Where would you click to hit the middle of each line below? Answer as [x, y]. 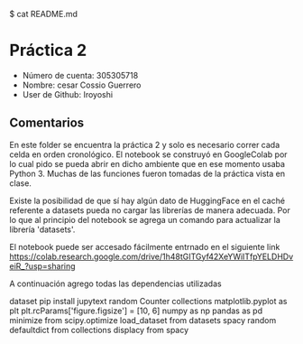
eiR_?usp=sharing [42, 265]
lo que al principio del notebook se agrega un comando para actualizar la [145, 219]
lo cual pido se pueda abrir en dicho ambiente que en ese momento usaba [147, 163]
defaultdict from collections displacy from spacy [99, 330]
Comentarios [47, 123]
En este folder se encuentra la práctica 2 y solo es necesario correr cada [145, 144]
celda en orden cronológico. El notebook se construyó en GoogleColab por [148, 154]
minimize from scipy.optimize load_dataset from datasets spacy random [143, 320]
